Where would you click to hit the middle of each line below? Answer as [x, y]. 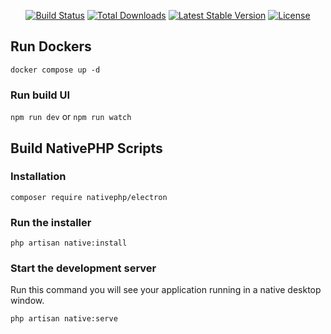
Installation [38, 177]
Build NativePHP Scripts [86, 148]
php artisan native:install [69, 243]
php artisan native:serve [64, 319]
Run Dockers [51, 46]
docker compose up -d [55, 70]
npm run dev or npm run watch [71, 117]
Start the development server [83, 268]
